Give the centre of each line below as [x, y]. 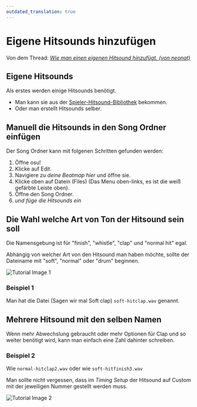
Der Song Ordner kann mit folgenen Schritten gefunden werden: [85, 151]
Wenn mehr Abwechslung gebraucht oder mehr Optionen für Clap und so [96, 334]
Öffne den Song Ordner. [44, 194]
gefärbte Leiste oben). [42, 188]
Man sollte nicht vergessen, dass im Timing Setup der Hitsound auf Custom [99, 380]
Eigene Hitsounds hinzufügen [81, 41]
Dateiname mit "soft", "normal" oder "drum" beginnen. [73, 261]
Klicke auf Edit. [33, 169]
